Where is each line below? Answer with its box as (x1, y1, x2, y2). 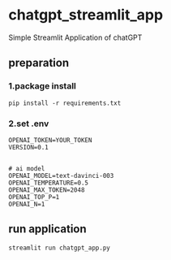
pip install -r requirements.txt (8, 99, 122, 107)
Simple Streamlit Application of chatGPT (8, 32, 143, 42)
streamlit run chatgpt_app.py (8, 244, 111, 252)
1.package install (8, 80, 77, 92)
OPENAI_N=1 (8, 200, 45, 208)
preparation (8, 56, 70, 70)
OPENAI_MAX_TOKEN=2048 (8, 185, 85, 194)
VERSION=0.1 (8, 143, 49, 151)
